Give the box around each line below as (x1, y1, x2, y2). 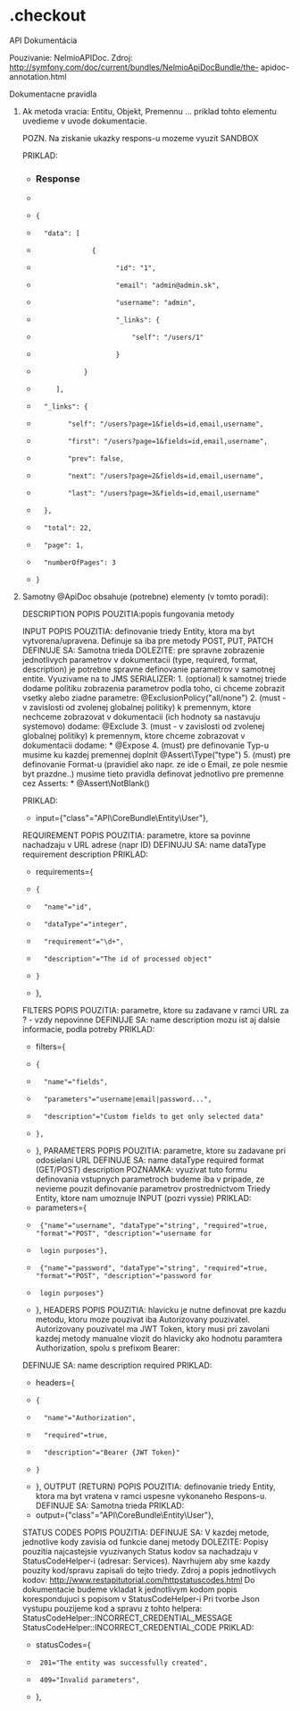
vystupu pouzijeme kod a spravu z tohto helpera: (21, 1603, 203, 1614)
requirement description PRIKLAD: (21, 849, 149, 860)
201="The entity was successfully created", (39, 1658, 208, 1668)
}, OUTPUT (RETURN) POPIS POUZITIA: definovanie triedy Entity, (35, 1481, 276, 1492)
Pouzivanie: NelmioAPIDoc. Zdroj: (9, 52, 133, 63)
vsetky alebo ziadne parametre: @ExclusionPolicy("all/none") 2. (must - (21, 692, 287, 703)
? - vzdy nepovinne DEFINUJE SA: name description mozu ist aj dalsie (21, 1014, 280, 1025)
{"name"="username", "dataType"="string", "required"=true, (39, 1222, 268, 1231)
